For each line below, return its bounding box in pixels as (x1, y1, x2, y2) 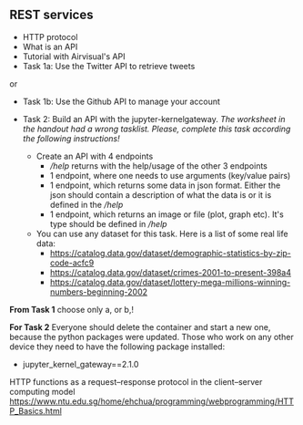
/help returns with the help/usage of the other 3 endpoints (49, 160, 268, 171)
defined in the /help (49, 199, 124, 210)
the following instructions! (22, 132, 120, 144)
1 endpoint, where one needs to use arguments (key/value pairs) (49, 170, 291, 181)
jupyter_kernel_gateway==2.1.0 (22, 358, 139, 369)
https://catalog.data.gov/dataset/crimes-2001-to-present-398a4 (49, 266, 292, 277)
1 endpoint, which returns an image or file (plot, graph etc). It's (49, 209, 284, 220)
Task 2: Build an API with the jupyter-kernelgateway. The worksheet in (22, 113, 286, 124)
